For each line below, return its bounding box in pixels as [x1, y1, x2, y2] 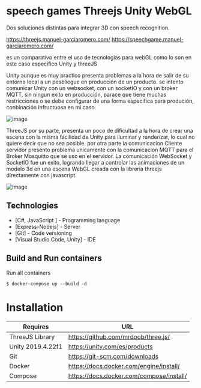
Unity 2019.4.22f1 [9, 342, 63, 351]
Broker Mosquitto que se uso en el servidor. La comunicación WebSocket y [6, 152, 192, 160]
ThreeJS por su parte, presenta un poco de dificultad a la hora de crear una [6, 127, 194, 134]
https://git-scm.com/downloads [68, 352, 159, 360]
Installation [6, 300, 64, 314]
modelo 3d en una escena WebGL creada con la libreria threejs [6, 165, 162, 172]
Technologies [6, 201, 59, 211]
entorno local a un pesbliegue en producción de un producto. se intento [6, 78, 184, 85]
